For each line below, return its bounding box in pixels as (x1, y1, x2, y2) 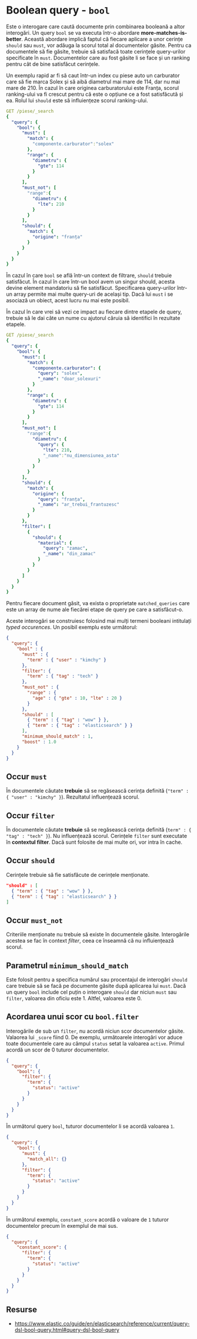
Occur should (6, 856, 55, 866)
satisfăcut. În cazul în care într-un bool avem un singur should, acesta (6, 278, 175, 285)
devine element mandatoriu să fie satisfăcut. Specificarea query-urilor (6, 285, 176, 292)
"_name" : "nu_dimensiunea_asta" (43, 452, 119, 459)
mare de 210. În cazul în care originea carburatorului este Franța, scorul (6, 84, 179, 91)
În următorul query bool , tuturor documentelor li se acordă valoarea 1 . (6, 1123, 175, 1130)
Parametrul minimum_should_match (6, 960, 129, 970)
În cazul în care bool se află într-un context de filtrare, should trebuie (6, 272, 172, 279)
